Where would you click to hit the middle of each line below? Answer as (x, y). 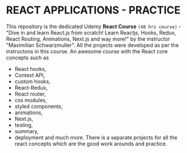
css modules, (30, 100)
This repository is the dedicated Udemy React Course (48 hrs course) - (94, 26)
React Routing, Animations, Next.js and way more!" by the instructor (88, 39)
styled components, (39, 106)
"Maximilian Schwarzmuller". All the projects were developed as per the (92, 45)
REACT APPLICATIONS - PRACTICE (93, 10)
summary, (27, 131)
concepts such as (28, 57)
